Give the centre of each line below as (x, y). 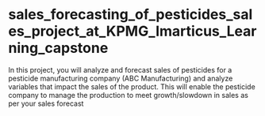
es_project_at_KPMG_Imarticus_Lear (132, 31)
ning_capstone (58, 48)
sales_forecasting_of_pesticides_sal (131, 15)
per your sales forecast (46, 103)
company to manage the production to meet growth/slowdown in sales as (128, 95)
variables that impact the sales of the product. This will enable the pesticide (132, 86)
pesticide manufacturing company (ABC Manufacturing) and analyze (121, 78)
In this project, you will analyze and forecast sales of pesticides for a (120, 69)
